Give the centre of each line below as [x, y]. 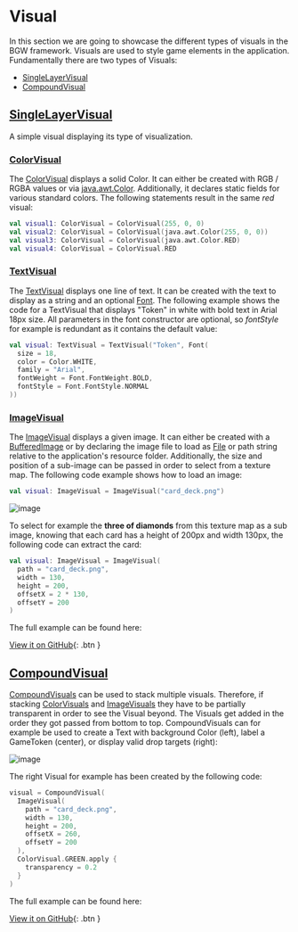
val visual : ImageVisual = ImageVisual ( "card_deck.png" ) [117, 491]
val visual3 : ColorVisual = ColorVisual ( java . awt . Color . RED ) [125, 240]
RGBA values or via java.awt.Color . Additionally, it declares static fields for [145, 188]
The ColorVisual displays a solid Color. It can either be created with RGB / [144, 179]
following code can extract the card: [76, 545]
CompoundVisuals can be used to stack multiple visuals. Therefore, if [137, 695]
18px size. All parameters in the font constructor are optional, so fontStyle [144, 319]
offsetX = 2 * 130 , [53, 594]
